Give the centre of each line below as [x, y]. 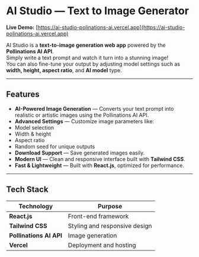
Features [23, 94]
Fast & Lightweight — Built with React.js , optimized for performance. [99, 165]
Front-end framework [98, 216]
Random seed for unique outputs [55, 146]
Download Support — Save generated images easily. [80, 153]
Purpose [110, 206]
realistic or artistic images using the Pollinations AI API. [82, 115]
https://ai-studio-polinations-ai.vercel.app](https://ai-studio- [111, 27]
